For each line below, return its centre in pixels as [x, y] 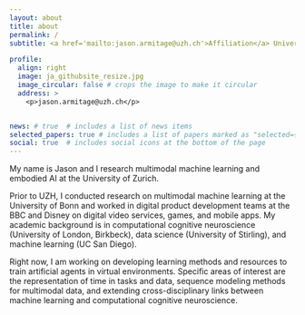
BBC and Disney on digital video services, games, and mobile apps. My [143, 215]
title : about [34, 26]
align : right [42, 68]
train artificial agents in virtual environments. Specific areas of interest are [148, 271]
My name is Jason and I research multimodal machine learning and [135, 169]
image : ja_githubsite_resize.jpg [81, 77]
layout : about [36, 18]
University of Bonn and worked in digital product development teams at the [150, 206]
